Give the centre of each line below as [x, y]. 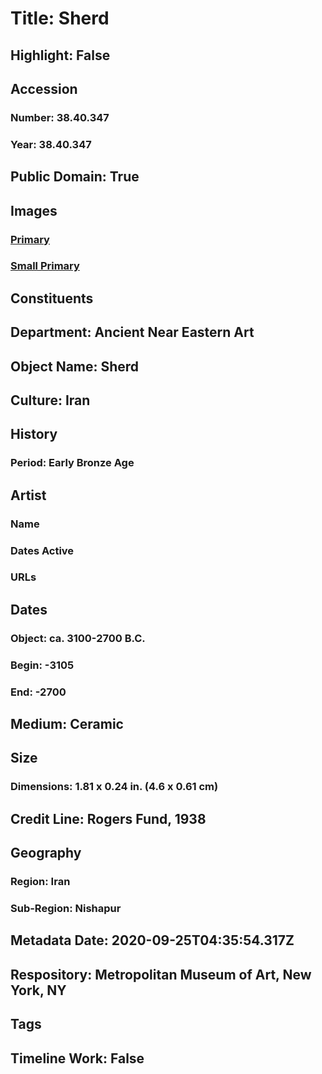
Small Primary [45, 266]
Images [34, 210]
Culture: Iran [50, 400]
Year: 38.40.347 [51, 144]
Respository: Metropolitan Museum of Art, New [161, 974]
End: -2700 [38, 692]
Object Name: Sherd [75, 366]
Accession [44, 88]
